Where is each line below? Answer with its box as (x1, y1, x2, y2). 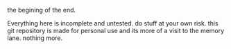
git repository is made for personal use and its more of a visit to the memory (7, 27, 225, 35)
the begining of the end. (7, 6, 76, 14)
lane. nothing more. (7, 34, 63, 42)
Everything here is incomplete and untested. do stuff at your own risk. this (7, 19, 219, 27)
